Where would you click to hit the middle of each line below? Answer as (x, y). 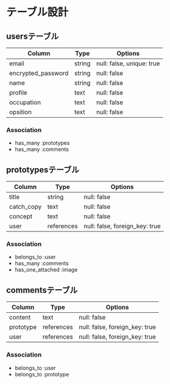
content (20, 318)
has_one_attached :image (46, 270)
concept (21, 217)
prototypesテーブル (43, 170)
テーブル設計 (37, 12)
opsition (20, 112)
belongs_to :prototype (42, 374)
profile (18, 92)
